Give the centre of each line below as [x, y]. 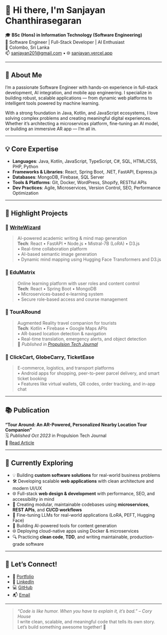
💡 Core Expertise [32, 149]
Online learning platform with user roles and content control [79, 283]
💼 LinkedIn [23, 582]
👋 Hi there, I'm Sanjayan [55, 10]
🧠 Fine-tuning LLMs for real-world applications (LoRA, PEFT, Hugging [83, 515]
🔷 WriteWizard [23, 227]
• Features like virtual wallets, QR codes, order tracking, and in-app [86, 384]
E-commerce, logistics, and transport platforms [66, 368]
